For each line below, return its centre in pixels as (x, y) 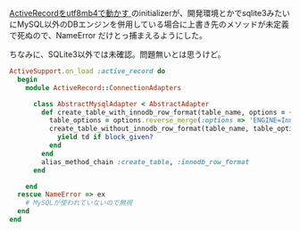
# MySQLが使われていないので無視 (79, 203)
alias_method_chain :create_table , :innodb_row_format (146, 162)
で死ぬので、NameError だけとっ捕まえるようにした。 (108, 35)
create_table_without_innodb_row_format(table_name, (149, 129)
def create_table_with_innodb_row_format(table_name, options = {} (169, 112)
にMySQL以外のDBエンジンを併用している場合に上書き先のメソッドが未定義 (150, 24)
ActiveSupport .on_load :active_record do (87, 71)
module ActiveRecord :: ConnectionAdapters (103, 87)
